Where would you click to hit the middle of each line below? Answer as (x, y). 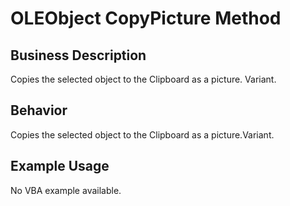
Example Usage (60, 166)
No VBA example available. (66, 190)
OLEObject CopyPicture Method (146, 18)
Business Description (78, 55)
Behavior (39, 110)
